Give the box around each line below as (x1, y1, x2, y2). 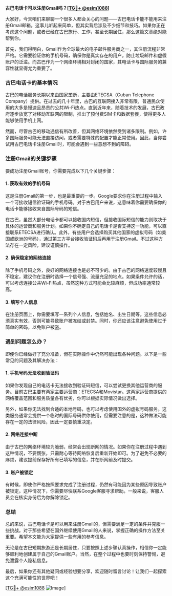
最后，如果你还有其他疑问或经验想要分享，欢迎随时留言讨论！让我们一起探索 (5, 568, 167, 574)
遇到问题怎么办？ (5, 338, 48, 345)
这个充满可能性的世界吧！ (5, 574, 59, 581)
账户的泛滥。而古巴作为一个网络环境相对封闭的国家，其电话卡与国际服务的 (5, 59, 162, 65)
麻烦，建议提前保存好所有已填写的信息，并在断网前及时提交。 (5, 456, 136, 462)
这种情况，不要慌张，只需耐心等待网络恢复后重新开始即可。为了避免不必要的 (5, 450, 167, 456)
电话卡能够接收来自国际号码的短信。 (5, 205, 82, 211)
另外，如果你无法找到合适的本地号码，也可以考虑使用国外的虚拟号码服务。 (5, 406, 162, 412)
